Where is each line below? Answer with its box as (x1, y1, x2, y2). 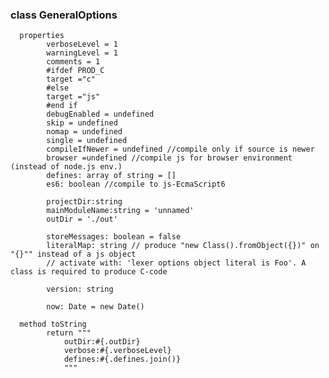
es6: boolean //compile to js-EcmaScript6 (46, 179, 226, 190)
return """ (46, 328, 92, 338)
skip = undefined (46, 118, 118, 128)
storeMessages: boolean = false (46, 232, 182, 242)
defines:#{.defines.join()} (63, 354, 182, 365)
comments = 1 (46, 57, 101, 67)
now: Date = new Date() (46, 302, 145, 312)
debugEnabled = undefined (46, 109, 155, 120)
